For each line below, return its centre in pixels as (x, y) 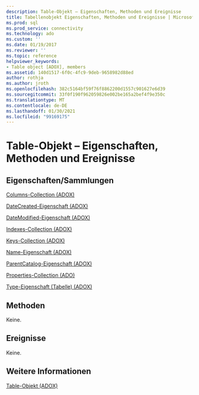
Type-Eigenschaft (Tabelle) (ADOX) (49, 287)
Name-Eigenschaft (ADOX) (39, 252)
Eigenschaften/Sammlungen (60, 180)
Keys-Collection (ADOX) (36, 241)
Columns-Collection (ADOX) (41, 195)
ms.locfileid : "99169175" (38, 116)
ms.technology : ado (30, 34)
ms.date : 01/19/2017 (32, 45)
